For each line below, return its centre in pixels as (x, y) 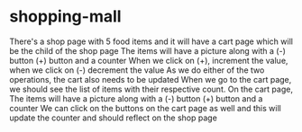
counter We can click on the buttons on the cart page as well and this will (145, 108)
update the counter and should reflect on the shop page (114, 118)
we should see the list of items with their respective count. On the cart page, (151, 89)
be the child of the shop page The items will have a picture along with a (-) (147, 50)
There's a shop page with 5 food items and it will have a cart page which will (151, 41)
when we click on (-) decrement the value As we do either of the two (137, 70)
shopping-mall (65, 17)
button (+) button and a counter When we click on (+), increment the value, (149, 60)
